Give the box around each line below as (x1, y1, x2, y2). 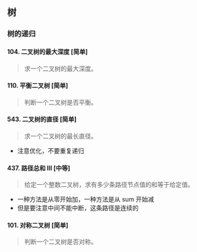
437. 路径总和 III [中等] (7, 163, 71, 172)
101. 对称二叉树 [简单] (7, 221, 68, 229)
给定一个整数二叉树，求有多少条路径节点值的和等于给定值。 (24, 181, 194, 189)
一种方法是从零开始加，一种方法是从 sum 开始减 (17, 195, 154, 204)
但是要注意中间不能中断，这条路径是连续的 (17, 204, 139, 213)
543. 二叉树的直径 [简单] (7, 115, 77, 123)
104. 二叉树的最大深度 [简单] (7, 47, 88, 55)
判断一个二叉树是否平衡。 (24, 98, 97, 106)
